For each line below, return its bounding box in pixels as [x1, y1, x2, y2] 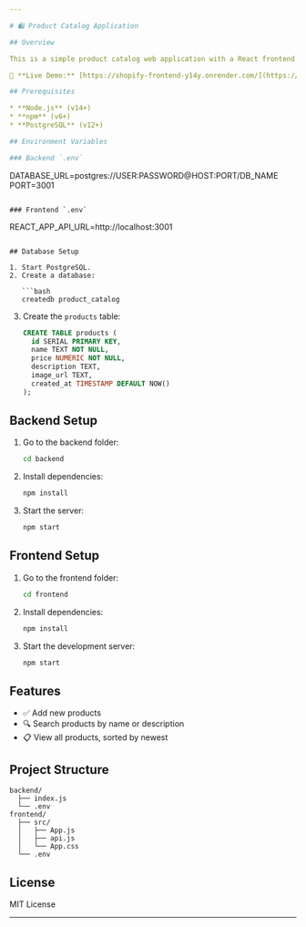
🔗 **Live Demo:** [9, 70, 76, 80]
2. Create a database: [9, 271, 96, 280]
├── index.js [17, 794, 67, 803]
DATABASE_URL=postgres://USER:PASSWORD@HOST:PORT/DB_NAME [9, 170, 279, 180]
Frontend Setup [9, 548, 100, 563]
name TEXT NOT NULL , [31, 345, 109, 355]
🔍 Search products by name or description [22, 718, 185, 729]
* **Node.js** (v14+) [9, 104, 92, 113]
